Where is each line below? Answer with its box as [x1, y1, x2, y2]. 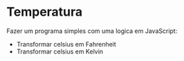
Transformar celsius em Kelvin [16, 47, 104, 56]
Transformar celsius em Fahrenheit [16, 40, 117, 48]
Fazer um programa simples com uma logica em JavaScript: [6, 27, 178, 35]
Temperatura [6, 4, 83, 20]
